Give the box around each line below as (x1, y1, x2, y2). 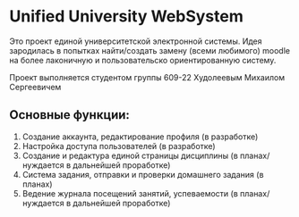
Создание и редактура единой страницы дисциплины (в (21, 150, 239, 161)
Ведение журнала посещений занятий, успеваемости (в (21, 188, 239, 198)
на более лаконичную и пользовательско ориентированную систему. (9, 54, 277, 65)
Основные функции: (9, 107, 130, 122)
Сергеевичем (9, 81, 62, 92)
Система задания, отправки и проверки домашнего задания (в (21, 169, 264, 179)
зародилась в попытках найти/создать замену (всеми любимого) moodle (9, 45, 291, 55)
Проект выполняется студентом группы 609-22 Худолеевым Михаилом (9, 71, 285, 82)
